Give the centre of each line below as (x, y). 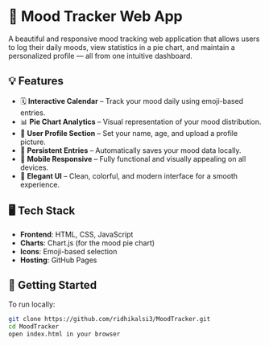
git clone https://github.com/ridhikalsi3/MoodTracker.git (110, 319)
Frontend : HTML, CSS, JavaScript (77, 234)
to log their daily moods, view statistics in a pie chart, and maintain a (122, 47)
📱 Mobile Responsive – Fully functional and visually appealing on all (133, 159)
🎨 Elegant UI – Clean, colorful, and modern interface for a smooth (129, 175)
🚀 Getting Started (53, 285)
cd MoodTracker (34, 327)
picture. (33, 142)
